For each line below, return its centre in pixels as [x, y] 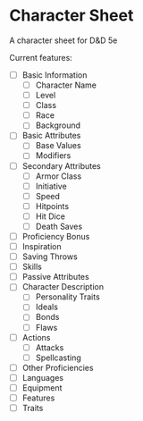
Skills [32, 267]
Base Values [59, 146]
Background [58, 125]
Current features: [41, 57]
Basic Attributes [51, 136]
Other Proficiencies [58, 367]
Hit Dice [50, 216]
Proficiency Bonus [56, 236]
